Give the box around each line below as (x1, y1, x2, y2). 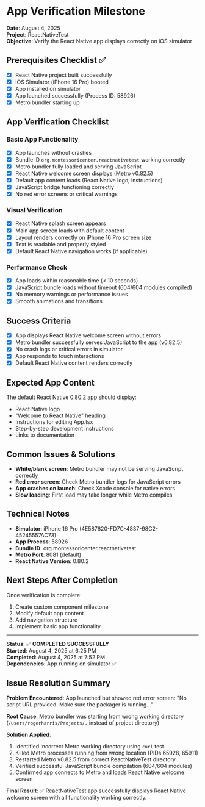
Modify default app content (15, 609, 84, 617)
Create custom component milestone (15, 603, 109, 611)
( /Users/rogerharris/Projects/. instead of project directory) (6, 719, 160, 726)
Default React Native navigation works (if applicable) (15, 247, 148, 254)
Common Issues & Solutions (6, 449, 115, 459)
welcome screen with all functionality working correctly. (6, 794, 147, 801)
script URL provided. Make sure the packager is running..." (6, 700, 154, 708)
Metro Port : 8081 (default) (15, 551, 82, 558)
